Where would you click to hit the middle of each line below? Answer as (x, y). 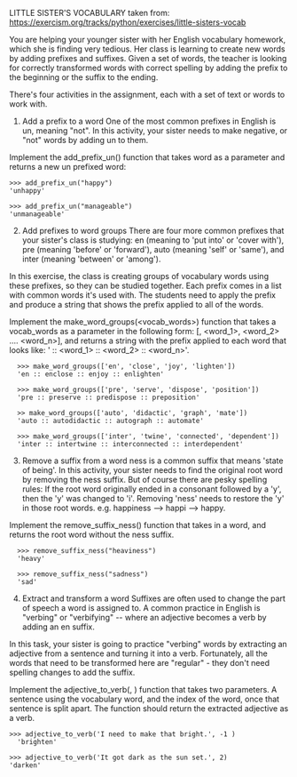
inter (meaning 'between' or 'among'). (91, 259)
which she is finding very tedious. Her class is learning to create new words (147, 49)
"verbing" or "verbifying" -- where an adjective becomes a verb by (145, 617)
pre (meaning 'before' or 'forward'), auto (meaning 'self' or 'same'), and (153, 249)
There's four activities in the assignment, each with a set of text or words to (147, 94)
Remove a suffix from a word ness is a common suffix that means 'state (152, 461)
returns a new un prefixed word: (68, 167)
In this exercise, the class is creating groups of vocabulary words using (139, 276)
